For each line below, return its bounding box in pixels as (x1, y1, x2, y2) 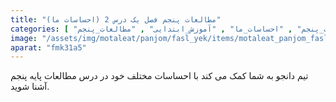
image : (10, 33, 38, 43)
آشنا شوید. (10, 81, 50, 93)
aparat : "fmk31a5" (10, 42, 87, 53)
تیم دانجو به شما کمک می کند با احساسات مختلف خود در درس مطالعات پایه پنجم (10, 70, 309, 82)
